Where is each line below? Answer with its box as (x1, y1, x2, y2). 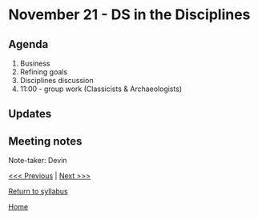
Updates (8, 107, 52, 121)
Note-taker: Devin (8, 156, 67, 165)
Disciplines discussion (19, 76, 94, 85)
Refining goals (19, 67, 68, 77)
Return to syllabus (8, 186, 68, 197)
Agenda (8, 38, 49, 51)
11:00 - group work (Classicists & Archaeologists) (19, 84, 183, 94)
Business (19, 58, 50, 68)
